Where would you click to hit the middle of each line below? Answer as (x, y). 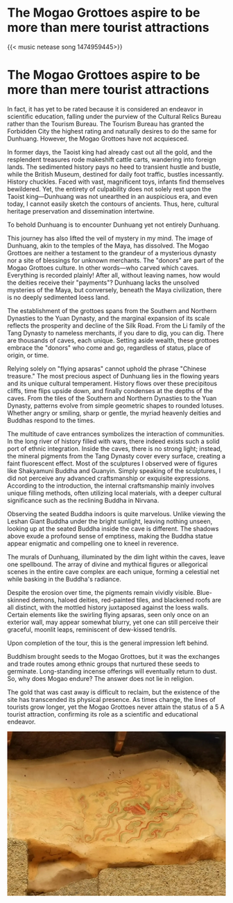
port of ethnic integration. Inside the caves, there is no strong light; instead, (115, 448)
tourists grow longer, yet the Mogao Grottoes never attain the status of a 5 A (116, 707)
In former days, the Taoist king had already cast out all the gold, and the (110, 152)
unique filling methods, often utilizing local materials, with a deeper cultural (114, 493)
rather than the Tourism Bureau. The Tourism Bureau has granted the (106, 124)
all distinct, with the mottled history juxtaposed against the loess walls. (108, 607)
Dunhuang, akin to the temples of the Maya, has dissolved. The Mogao (108, 246)
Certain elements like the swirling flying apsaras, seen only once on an (108, 614)
